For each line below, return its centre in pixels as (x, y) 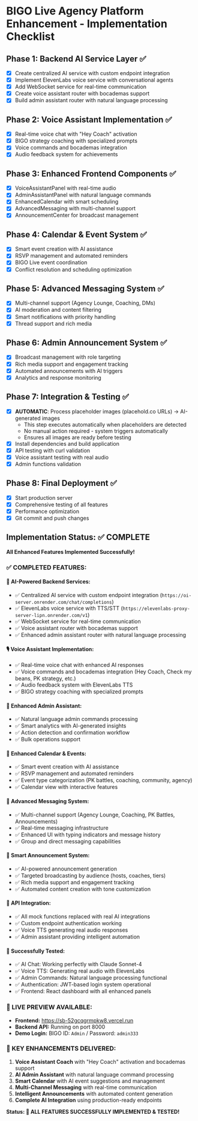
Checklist (31, 37)
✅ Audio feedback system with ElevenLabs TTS (74, 685)
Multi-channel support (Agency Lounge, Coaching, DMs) (85, 303)
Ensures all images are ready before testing (78, 437)
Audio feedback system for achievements (66, 154)
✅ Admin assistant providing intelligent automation (77, 937)
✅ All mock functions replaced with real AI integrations (82, 917)
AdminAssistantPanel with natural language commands (83, 195)
